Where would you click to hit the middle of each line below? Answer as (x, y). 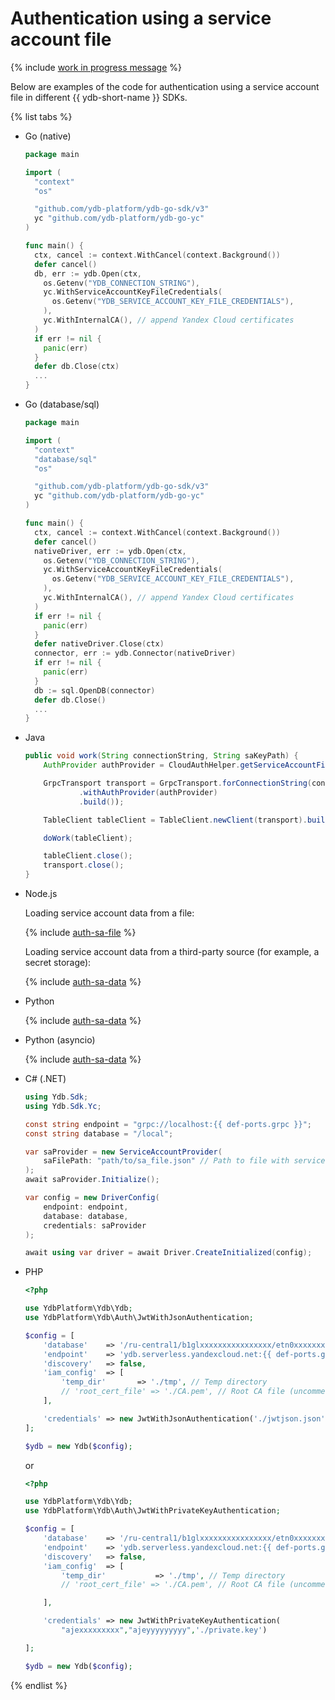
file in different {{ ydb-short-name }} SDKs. (99, 97)
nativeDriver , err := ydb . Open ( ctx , (110, 551)
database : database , (86, 1216)
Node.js (41, 894)
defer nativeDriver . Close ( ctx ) (99, 644)
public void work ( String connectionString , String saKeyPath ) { (161, 756)
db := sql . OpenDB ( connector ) (95, 690)
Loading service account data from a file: (109, 913)
